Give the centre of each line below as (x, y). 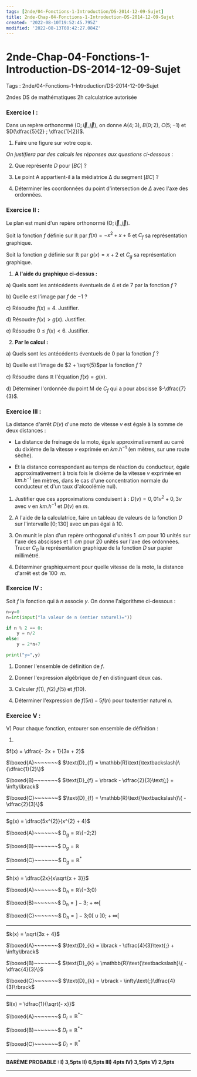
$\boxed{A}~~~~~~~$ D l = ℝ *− (45, 1016)
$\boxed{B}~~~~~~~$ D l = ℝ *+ (45, 1030)
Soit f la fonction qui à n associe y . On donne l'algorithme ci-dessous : (91, 601)
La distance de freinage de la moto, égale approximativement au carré (99, 442)
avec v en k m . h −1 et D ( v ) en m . (52, 506)
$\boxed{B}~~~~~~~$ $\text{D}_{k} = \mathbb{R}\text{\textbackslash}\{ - (96, 963)
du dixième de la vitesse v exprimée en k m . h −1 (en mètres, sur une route (102, 449)
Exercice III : (24, 411)
